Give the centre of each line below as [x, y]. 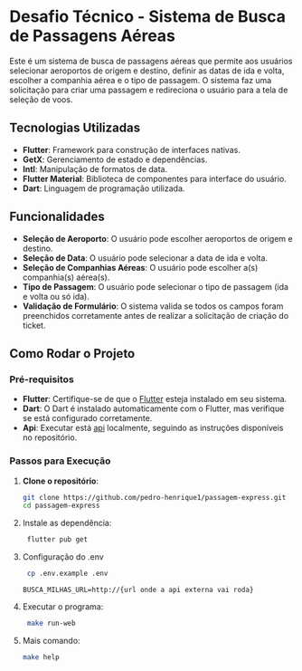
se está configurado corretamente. [87, 418]
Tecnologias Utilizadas [75, 128]
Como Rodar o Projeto [72, 354]
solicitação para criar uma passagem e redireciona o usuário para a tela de [149, 90]
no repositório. [50, 437]
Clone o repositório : [61, 481]
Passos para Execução [60, 461]
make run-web [51, 623]
